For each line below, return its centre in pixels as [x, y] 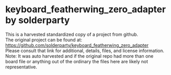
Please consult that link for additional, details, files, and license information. [85, 51]
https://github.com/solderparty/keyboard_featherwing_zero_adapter [77, 45]
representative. [21, 67]
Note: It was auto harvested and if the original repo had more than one [79, 56]
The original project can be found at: [44, 40]
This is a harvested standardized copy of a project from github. [72, 34]
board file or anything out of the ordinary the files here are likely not [77, 61]
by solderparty [38, 20]
